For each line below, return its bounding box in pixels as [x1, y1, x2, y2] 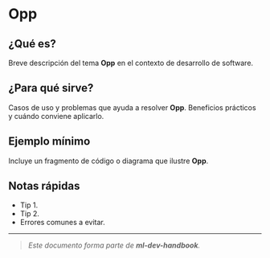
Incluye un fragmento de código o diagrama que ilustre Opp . [8, 156, 209, 166]
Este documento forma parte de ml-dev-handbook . [27, 240, 201, 250]
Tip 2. [19, 209, 40, 219]
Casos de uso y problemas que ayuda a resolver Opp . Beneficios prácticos [8, 102, 256, 113]
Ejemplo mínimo [8, 134, 91, 149]
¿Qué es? [8, 37, 56, 51]
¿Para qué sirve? [8, 81, 94, 95]
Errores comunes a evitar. [19, 218, 106, 227]
